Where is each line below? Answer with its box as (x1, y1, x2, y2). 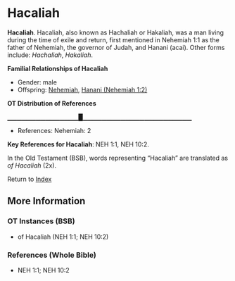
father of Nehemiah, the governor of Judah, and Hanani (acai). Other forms (7, 43, 225, 51)
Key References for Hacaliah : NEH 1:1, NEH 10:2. (7, 139, 149, 149)
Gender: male (17, 77, 58, 86)
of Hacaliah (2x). (7, 161, 57, 170)
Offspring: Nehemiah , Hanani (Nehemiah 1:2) (17, 85, 148, 94)
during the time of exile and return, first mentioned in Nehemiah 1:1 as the (7, 35, 220, 44)
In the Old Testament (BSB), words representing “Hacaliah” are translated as (7, 154, 229, 162)
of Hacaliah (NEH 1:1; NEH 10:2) (17, 232, 109, 241)
